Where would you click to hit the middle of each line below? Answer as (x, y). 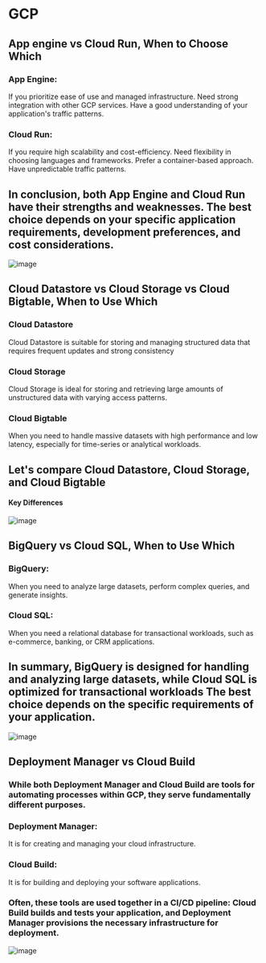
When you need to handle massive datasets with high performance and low (133, 436)
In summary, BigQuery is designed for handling (129, 667)
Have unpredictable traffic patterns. (68, 169)
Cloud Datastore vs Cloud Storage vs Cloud (119, 289)
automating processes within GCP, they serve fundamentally (130, 794)
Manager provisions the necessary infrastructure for (113, 923)
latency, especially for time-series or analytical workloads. (105, 445)
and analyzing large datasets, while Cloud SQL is (133, 680)
